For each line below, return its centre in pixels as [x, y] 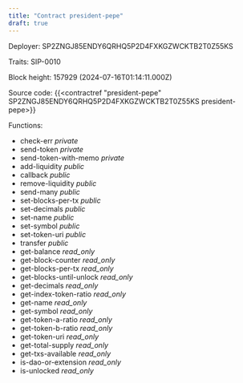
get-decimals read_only [59, 285]
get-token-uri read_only [59, 337]
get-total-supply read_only [64, 345]
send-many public [50, 191]
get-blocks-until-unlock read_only [77, 276]
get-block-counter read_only [67, 260]
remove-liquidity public [58, 183]
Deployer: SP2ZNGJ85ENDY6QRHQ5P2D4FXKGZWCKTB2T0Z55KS [121, 46]
